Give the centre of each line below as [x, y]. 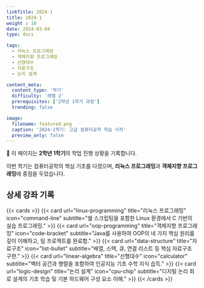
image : [15, 118]
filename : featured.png [42, 124]
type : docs [20, 35]
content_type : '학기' [38, 91]
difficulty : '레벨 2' [38, 96]
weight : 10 [21, 23]
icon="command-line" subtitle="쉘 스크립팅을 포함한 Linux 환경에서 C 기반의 [100, 218]
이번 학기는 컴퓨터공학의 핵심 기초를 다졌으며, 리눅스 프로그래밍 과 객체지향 [94, 166]
